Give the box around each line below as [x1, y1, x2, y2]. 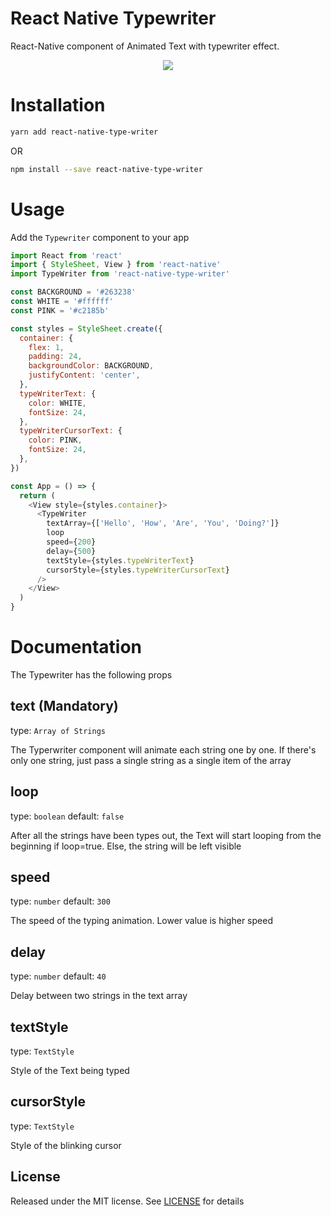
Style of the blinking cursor [10, 1139, 122, 1151]
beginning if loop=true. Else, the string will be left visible [10, 840, 242, 852]
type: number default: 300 [10, 895, 111, 907]
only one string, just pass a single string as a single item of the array [10, 754, 292, 766]
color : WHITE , [28, 398, 87, 408]
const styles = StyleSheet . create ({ [10, 323, 163, 334]
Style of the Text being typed [10, 1065, 130, 1077]
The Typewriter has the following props [10, 669, 173, 681]
